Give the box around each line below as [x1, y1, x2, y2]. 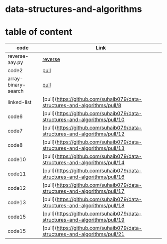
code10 [7, 156, 26, 163]
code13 [7, 199, 26, 206]
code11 [7, 170, 26, 177]
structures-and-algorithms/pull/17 [42, 188, 125, 195]
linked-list [7, 99, 32, 106]
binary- [7, 81, 26, 88]
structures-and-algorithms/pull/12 [42, 130, 125, 137]
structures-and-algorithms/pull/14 [42, 159, 125, 166]
